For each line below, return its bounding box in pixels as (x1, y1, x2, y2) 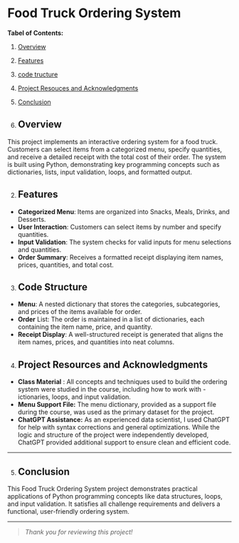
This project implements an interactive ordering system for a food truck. (7, 137, 218, 146)
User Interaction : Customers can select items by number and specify (17, 223, 222, 231)
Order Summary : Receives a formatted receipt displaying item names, (17, 253, 223, 261)
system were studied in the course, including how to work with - (17, 385, 206, 394)
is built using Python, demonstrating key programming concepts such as (7, 160, 220, 168)
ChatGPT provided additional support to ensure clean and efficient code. (17, 438, 231, 447)
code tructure (17, 70, 58, 78)
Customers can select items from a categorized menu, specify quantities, (7, 145, 223, 153)
